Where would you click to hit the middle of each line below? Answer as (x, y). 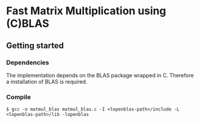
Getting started (35, 45)
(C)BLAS (28, 23)
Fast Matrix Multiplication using (86, 11)
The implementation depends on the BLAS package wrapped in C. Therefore (100, 75)
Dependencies (28, 62)
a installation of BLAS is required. (47, 81)
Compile (18, 97)
